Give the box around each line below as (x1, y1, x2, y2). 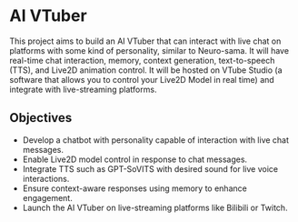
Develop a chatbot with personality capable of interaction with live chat (22, 134, 289, 146)
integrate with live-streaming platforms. (9, 84, 157, 95)
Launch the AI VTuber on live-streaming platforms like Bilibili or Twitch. (22, 202, 288, 213)
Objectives (9, 110, 73, 126)
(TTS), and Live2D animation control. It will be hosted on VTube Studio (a (9, 65, 283, 76)
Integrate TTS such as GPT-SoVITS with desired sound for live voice (22, 163, 279, 174)
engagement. (22, 192, 73, 203)
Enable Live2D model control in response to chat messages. (22, 154, 248, 165)
